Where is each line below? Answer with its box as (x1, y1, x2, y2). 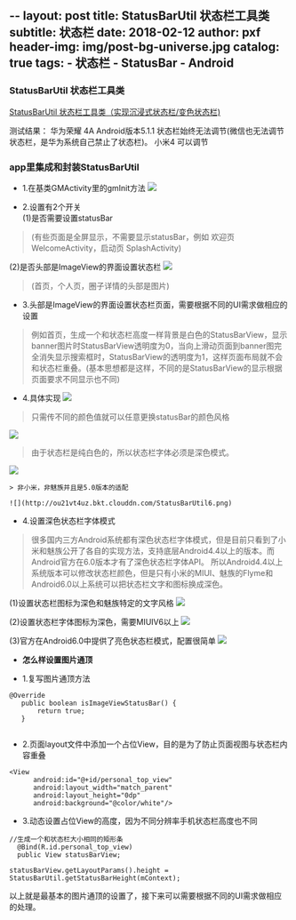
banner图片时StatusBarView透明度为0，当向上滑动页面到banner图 (30, 340, 275, 351)
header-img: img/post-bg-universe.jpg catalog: (9, 39, 280, 55)
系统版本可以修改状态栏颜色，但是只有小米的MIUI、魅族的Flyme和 (30, 567, 274, 578)
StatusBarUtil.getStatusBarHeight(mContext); (9, 874, 180, 883)
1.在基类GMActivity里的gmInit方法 (21, 182, 147, 193)
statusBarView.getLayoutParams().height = (9, 866, 169, 875)
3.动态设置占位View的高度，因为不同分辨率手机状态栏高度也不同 (21, 815, 258, 826)
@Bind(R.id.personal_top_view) (17, 843, 133, 852)
